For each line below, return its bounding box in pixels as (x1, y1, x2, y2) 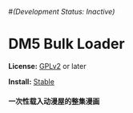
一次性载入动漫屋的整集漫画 (8, 96, 100, 106)
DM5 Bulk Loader (8, 35, 126, 53)
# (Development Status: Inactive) (8, 7, 115, 16)
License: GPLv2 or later (8, 61, 87, 71)
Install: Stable (8, 76, 54, 87)
